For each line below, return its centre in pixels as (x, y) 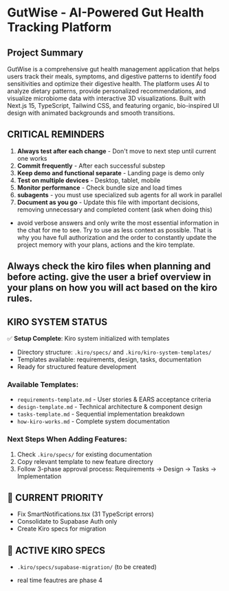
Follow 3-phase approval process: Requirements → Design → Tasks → (117, 469)
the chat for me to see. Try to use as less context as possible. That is (115, 230)
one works (32, 158)
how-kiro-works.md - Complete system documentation (93, 421)
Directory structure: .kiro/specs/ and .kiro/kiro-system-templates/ (114, 353)
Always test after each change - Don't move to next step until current (117, 151)
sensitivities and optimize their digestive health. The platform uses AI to (108, 83)
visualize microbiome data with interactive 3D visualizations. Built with (107, 98)
